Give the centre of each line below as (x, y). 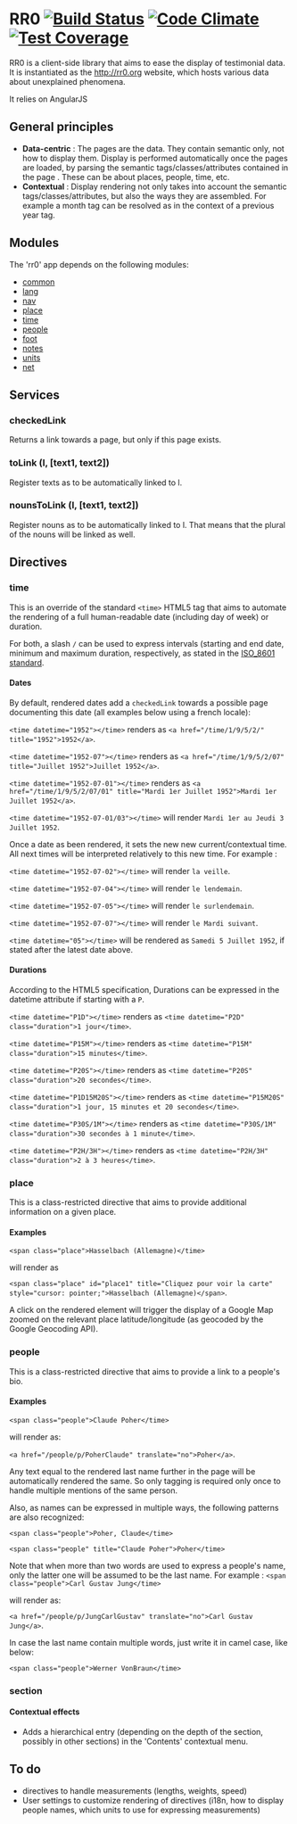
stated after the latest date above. (71, 949)
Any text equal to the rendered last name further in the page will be (132, 1471)
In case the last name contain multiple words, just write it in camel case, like (148, 1642)
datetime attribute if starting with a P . (77, 999)
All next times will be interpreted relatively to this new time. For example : (144, 854)
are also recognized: (47, 1517)
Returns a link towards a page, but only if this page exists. (115, 440)
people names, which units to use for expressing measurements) (141, 1810)
